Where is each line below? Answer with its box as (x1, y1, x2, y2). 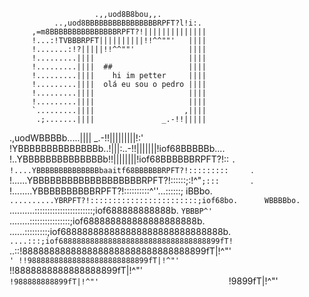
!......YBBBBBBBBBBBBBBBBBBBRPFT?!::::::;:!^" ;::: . (9, 175, 254, 186)
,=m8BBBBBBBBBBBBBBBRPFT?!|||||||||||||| (31, 27, 207, 37)
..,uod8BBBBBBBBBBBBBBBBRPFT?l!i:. (53, 18, 202, 28)
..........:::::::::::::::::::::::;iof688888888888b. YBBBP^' (9, 205, 213, 216)
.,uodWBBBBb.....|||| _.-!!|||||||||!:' (9, 132, 144, 144)
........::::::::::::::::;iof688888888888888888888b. (9, 215, 206, 227)
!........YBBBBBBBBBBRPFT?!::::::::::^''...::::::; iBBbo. (9, 185, 213, 197)
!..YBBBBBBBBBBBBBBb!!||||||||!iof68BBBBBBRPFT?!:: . (9, 153, 237, 165)
